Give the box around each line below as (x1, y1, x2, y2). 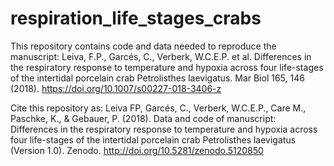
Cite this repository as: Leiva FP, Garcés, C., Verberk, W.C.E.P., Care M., (10, 102, 307, 114)
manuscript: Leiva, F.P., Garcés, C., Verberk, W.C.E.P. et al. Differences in (10, 50, 312, 62)
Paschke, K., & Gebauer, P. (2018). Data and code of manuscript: (10, 112, 277, 124)
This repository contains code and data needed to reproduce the (10, 40, 277, 52)
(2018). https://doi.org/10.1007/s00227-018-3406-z (10, 82, 222, 94)
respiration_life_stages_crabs (10, 7, 262, 30)
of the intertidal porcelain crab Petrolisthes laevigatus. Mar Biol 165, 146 (10, 72, 305, 84)
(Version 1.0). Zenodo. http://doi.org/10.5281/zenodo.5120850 (10, 144, 264, 156)
